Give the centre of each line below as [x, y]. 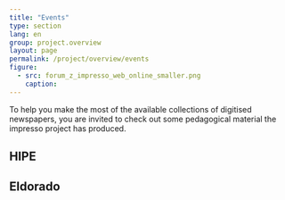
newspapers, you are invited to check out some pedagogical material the [143, 119]
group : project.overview [55, 42]
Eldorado [35, 187]
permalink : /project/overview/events [79, 59]
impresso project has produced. [68, 128]
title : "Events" [39, 17]
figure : [24, 68]
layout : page [33, 51]
